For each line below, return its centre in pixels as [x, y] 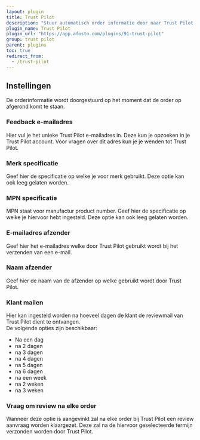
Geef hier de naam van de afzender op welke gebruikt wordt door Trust [94, 281]
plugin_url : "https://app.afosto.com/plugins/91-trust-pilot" [85, 34]
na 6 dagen [29, 371]
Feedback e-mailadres [39, 122]
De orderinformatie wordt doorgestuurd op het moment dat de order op [94, 100]
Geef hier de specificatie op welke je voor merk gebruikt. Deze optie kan [95, 176]
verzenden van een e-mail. [39, 252]
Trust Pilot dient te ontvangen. [43, 322]
